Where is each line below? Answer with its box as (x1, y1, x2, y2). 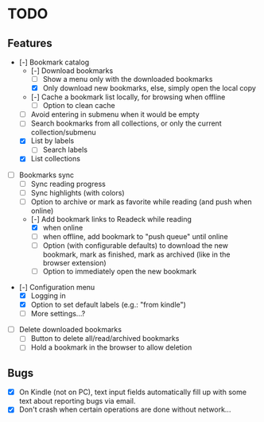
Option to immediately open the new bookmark (42, 266, 196, 276)
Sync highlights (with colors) (30, 188, 125, 197)
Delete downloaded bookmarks (18, 325, 122, 335)
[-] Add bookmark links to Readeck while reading (30, 214, 192, 223)
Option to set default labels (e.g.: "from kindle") (30, 300, 186, 310)
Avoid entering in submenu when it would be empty (30, 110, 200, 119)
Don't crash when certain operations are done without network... (18, 405, 231, 414)
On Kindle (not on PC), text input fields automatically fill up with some (18, 387, 247, 397)
